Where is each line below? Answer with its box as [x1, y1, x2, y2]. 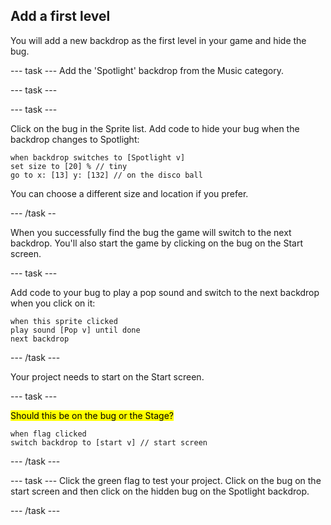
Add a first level [10, 8, 111, 25]
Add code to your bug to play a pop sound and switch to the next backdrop [10, 286, 320, 298]
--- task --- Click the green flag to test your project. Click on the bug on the [10, 474, 322, 486]
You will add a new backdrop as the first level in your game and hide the [10, 34, 307, 46]
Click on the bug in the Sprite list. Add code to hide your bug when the [10, 122, 300, 134]
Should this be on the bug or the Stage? [10, 409, 174, 421]
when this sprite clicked [10, 316, 118, 326]
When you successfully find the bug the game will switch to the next [10, 226, 292, 238]
